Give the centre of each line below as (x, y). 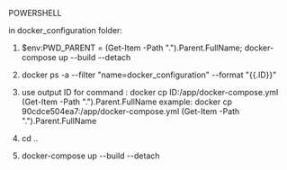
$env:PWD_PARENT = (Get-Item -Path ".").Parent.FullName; (132, 48)
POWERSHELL (35, 13)
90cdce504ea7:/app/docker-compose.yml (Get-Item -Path (130, 111)
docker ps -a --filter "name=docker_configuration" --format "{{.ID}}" (149, 75)
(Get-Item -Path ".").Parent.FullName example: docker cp (127, 102)
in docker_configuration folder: (66, 30)
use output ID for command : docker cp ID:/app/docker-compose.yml (150, 92)
